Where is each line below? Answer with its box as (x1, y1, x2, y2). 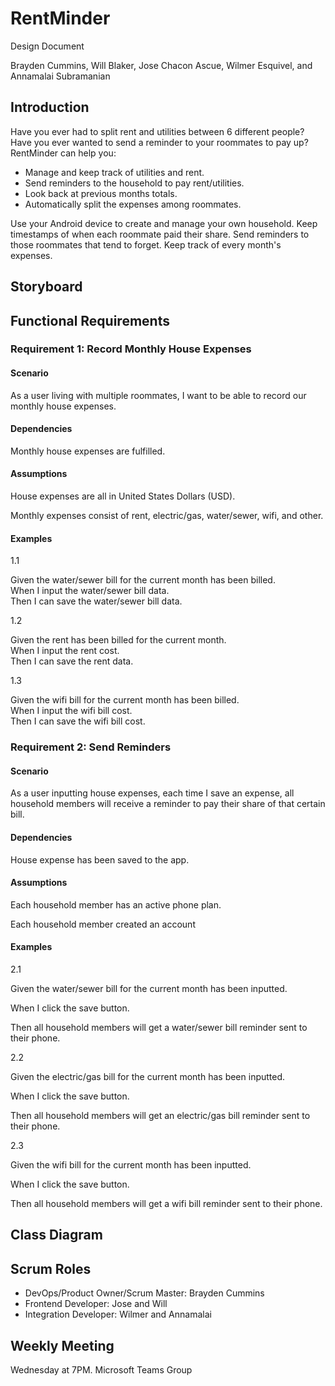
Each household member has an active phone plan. (10, 898, 222, 911)
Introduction (10, 99, 90, 116)
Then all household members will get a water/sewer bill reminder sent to (10, 1022, 308, 1033)
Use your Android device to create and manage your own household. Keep (10, 217, 318, 229)
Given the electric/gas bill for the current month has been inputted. (10, 1071, 286, 1082)
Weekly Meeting (10, 1337, 115, 1354)
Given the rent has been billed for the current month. (10, 634, 227, 646)
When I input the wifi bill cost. (10, 705, 133, 717)
